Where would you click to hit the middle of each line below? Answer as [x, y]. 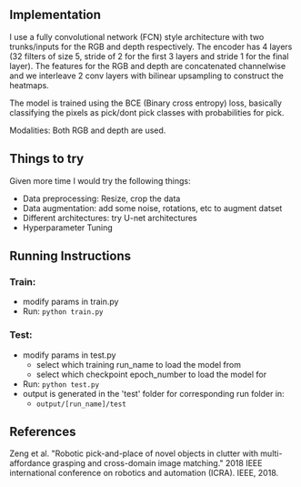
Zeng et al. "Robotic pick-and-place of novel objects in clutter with [134, 453]
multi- [271, 453]
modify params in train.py [70, 302]
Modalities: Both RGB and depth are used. [88, 130]
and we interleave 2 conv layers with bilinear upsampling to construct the [146, 76]
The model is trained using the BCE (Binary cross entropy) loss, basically [145, 103]
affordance [30, 463]
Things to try [47, 159]
